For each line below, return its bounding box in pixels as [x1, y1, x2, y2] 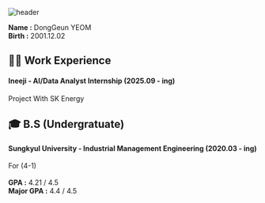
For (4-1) [8, 161, 37, 171]
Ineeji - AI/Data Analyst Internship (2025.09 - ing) [8, 76, 176, 85]
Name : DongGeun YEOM [8, 23, 92, 32]
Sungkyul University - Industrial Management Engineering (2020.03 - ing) [8, 143, 257, 153]
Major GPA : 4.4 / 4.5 [8, 186, 78, 196]
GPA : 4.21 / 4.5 [8, 178, 59, 187]
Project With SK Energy [8, 93, 85, 103]
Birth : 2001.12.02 [8, 32, 66, 40]
